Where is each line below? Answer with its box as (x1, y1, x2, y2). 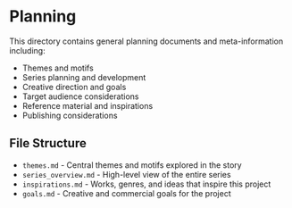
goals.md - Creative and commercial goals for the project (21, 187, 231, 198)
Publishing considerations (21, 110, 118, 121)
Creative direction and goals (21, 81, 127, 92)
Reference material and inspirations (21, 100, 154, 111)
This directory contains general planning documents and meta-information (9, 36, 284, 46)
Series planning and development (21, 71, 146, 82)
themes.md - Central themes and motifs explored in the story (21, 159, 243, 171)
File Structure (9, 136, 87, 151)
